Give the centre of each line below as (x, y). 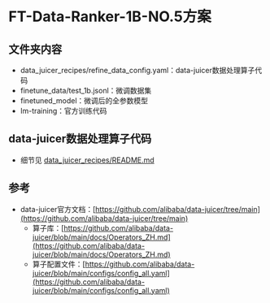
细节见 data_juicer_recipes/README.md (87, 160)
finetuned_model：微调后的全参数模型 (84, 101)
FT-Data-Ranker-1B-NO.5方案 (110, 17)
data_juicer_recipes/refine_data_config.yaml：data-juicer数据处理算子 (137, 70)
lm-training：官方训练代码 (63, 111)
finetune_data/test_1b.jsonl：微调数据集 (86, 91)
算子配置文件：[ (59, 264)
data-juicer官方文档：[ (58, 209)
